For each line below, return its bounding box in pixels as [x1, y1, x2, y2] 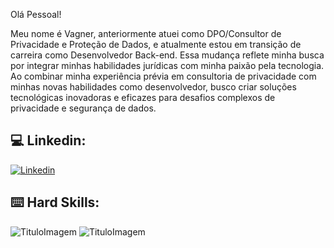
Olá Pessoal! [10, 9, 62, 20]
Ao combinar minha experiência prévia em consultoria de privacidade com [10, 70, 317, 82]
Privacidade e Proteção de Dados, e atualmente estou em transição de [10, 39, 302, 50]
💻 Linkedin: [10, 132, 87, 149]
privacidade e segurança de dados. [10, 102, 157, 114]
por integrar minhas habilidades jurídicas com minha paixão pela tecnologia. [10, 60, 325, 71]
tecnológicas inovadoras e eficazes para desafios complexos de [10, 92, 276, 103]
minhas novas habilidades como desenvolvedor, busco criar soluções [10, 81, 297, 93]
